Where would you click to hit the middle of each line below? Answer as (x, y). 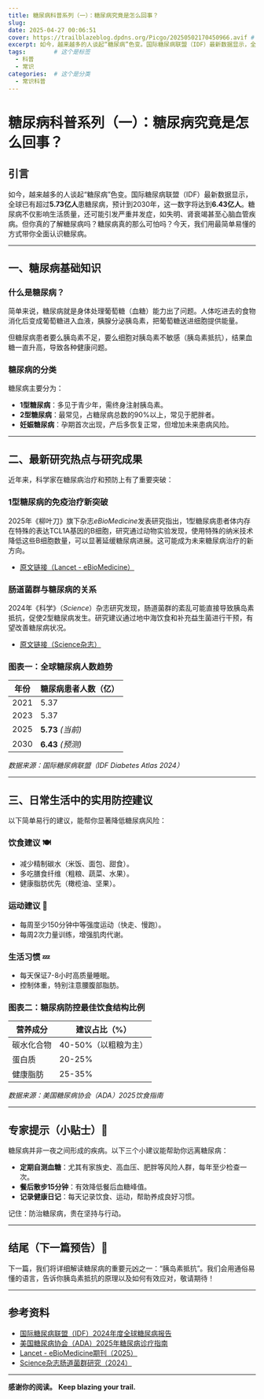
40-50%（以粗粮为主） (103, 1045)
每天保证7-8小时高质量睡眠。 (66, 975)
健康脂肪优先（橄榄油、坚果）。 (70, 884)
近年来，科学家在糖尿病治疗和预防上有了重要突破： (91, 480)
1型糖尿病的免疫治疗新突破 (58, 502)
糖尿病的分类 (33, 370)
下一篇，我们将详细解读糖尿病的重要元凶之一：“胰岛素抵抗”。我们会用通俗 (128, 1268)
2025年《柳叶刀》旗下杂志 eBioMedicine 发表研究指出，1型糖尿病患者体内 (126, 521)
